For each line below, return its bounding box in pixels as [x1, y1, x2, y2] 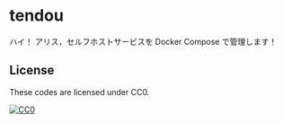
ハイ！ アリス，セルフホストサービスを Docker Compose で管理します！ [9, 36, 278, 47]
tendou [9, 5, 65, 26]
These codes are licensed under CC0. [9, 86, 150, 97]
